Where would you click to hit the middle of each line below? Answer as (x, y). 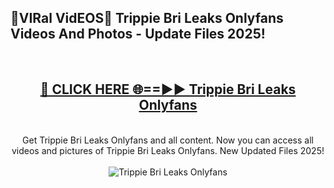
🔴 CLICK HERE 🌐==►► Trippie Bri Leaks (168, 89)
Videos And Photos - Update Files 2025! (138, 34)
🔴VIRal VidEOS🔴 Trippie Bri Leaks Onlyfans (147, 18)
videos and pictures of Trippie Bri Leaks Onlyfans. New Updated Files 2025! (168, 150)
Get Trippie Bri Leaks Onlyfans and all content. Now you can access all (168, 140)
